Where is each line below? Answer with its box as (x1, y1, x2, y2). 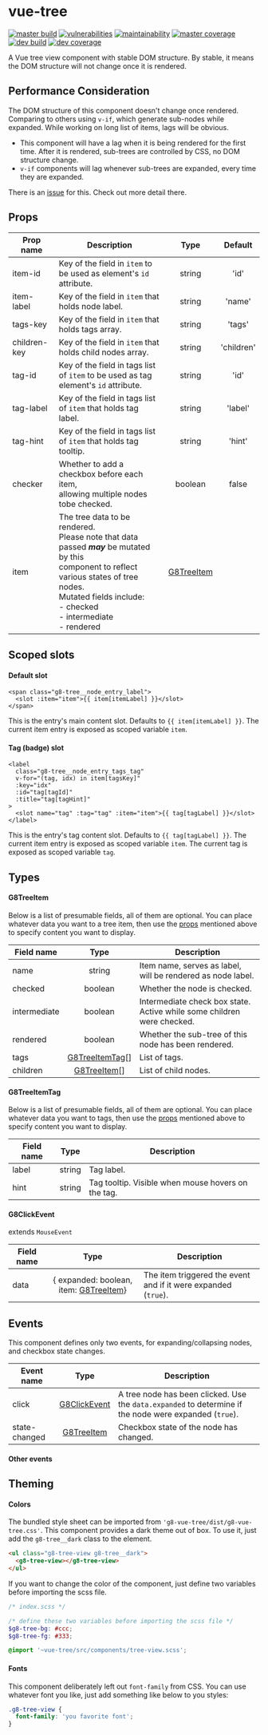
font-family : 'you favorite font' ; (15, 1713, 134, 1721)
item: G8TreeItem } (58, 1285, 128, 1296)
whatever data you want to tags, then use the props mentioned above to (8, 1113, 246, 1123)
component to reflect (58, 561, 138, 572)
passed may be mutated (58, 541, 151, 553)
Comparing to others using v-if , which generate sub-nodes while (8, 114, 225, 124)
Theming (8, 1477, 54, 1491)
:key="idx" (15, 782, 52, 790)
